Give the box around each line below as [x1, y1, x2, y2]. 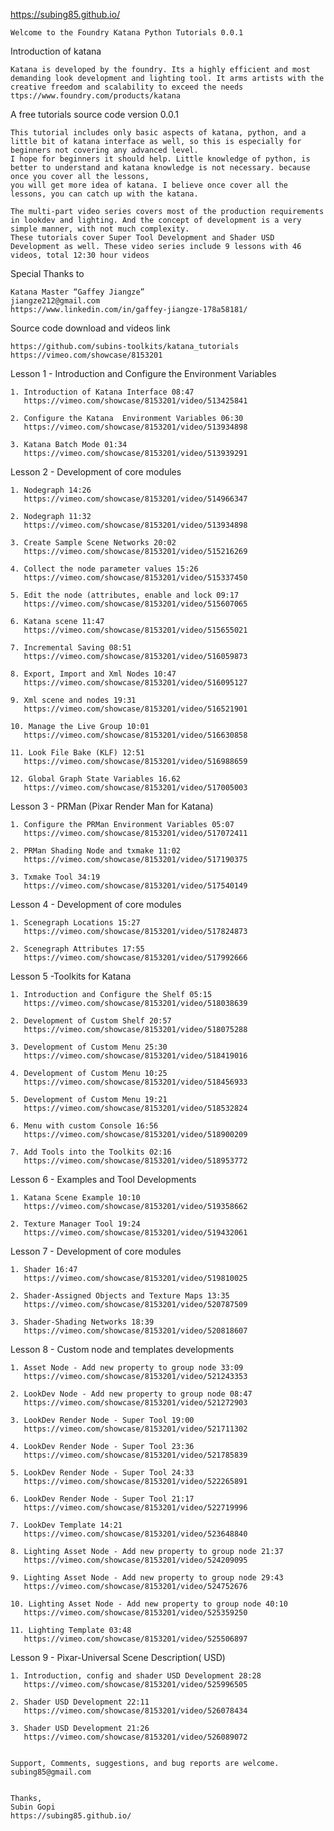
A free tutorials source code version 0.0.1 [10, 109, 179, 120]
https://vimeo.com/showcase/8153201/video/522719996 [23, 1503, 248, 1513]
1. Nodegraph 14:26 [10, 485, 92, 495]
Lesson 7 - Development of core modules [10, 1245, 182, 1257]
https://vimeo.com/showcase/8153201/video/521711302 [23, 1424, 248, 1434]
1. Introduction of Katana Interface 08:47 [10, 387, 195, 397]
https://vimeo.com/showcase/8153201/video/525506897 [23, 1634, 248, 1644]
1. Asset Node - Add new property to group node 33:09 [10, 1363, 244, 1373]
